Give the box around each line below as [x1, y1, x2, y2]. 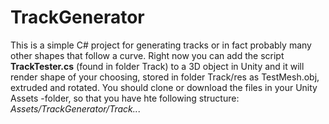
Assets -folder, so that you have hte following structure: [10, 92, 240, 104]
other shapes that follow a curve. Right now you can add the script [10, 49, 285, 61]
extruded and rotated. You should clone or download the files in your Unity [10, 81, 318, 93]
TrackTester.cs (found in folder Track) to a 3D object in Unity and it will [10, 60, 305, 72]
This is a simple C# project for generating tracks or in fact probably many [10, 39, 312, 51]
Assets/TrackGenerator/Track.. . [10, 102, 141, 115]
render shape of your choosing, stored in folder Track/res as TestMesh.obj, [10, 71, 320, 83]
